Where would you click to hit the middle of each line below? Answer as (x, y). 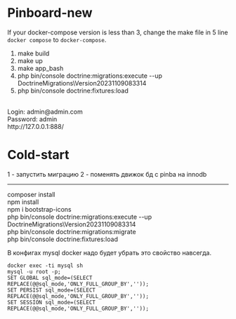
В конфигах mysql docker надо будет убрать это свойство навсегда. (110, 252)
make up (30, 60)
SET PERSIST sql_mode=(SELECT (52, 290)
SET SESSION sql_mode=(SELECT (52, 302)
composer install (31, 194)
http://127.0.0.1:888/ (36, 126)
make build (33, 53)
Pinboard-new (50, 13)
